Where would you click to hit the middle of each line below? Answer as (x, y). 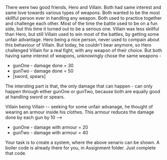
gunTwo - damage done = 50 (43, 71)
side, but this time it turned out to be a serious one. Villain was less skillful (82, 29)
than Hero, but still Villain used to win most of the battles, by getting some (82, 34)
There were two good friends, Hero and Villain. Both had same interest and (83, 7)
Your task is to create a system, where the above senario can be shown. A (82, 142)
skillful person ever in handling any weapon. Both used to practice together (83, 18)
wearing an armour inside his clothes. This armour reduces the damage (80, 112)
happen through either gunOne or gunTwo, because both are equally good (83, 91)
